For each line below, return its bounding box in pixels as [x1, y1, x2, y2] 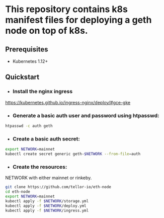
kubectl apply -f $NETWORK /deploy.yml [5, 203, 87, 208]
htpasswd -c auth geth [5, 123, 53, 128]
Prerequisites [5, 45, 48, 53]
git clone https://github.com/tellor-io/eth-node [5, 185, 112, 190]
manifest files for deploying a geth [5, 14, 152, 26]
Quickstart [5, 73, 40, 82]
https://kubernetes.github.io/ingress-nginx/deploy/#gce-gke [5, 99, 131, 105]
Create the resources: [12, 163, 67, 170]
